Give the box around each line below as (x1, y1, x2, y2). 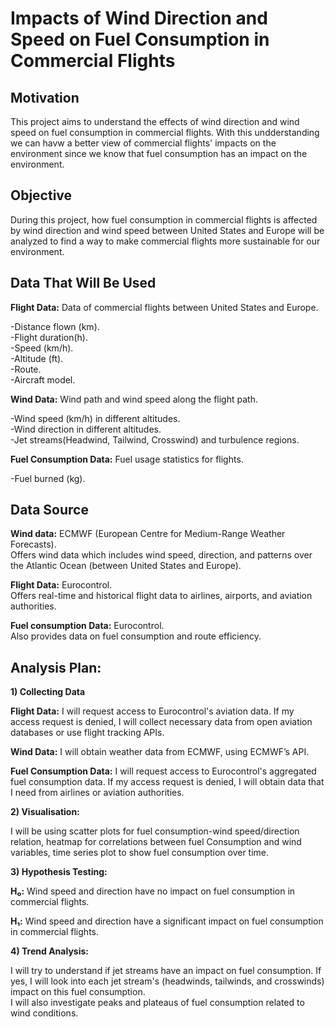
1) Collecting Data (10, 686, 86, 698)
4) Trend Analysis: (10, 945, 89, 957)
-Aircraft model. (10, 373, 76, 386)
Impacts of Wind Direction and (10, 7, 268, 30)
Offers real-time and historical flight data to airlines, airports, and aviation (10, 590, 313, 602)
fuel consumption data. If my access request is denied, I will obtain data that (10, 776, 325, 788)
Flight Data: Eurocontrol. (10, 579, 113, 591)
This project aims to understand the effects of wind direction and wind (10, 116, 300, 127)
